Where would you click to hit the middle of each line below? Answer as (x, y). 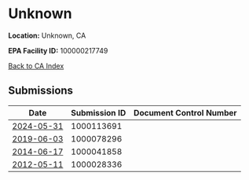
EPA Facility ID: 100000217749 (58, 50)
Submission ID (98, 112)
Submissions (40, 91)
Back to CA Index (36, 66)
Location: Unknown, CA (47, 35)
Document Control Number (185, 112)
